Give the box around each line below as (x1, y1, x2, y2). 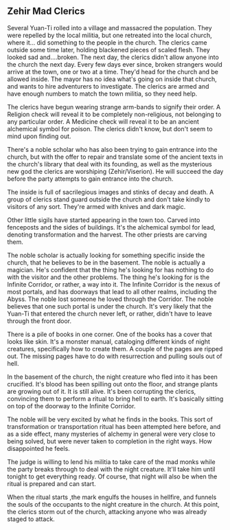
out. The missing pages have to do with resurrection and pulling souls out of (7, 352, 222, 360)
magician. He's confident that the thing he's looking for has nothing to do (7, 265, 214, 274)
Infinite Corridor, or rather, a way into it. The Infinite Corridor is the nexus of (7, 280, 221, 288)
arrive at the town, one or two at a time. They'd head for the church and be (7, 67, 218, 76)
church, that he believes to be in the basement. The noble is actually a (7, 258, 206, 267)
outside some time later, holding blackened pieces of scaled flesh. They (7, 45, 211, 54)
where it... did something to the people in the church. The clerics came (7, 38, 207, 47)
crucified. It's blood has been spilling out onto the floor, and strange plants (7, 379, 218, 388)
